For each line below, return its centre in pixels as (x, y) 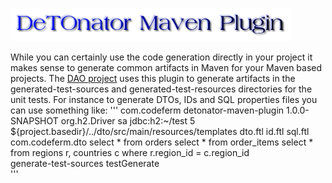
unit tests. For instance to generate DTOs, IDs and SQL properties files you (164, 99)
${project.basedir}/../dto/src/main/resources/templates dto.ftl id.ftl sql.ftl (160, 131)
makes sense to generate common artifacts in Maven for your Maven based (166, 67)
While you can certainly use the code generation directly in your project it (161, 57)
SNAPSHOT (34, 121)
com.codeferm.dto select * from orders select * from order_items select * (162, 142)
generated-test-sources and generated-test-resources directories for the (161, 89)
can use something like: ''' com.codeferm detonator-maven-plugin (147, 110)
